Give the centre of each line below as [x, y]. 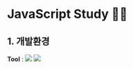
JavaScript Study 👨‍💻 [68, 14]
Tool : [16, 59]
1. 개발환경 [28, 41]
